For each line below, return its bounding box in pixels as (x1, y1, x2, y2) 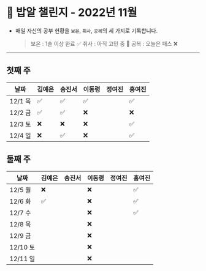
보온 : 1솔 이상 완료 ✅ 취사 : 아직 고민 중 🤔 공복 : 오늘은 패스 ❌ (30, 40, 178, 47)
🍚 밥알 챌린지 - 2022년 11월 (6, 6, 137, 20)
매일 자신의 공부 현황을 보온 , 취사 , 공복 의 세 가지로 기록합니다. (15, 27, 158, 34)
